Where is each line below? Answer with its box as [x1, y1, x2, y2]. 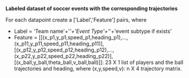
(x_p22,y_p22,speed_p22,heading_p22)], [13, 53, 114, 59]
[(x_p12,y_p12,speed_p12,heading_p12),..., [13, 46, 115, 53]
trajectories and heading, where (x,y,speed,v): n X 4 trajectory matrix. [13, 65, 183, 72]
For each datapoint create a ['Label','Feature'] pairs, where [5, 16, 147, 23]
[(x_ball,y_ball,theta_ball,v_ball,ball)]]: [13, 59, 104, 66]
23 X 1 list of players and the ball [105, 59, 184, 66]
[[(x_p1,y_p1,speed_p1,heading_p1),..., [38, 34, 128, 40]
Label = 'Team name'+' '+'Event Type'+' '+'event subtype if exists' [13, 28, 172, 35]
